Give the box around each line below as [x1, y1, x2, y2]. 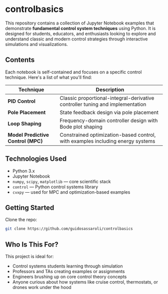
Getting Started [5, 203, 54, 212]
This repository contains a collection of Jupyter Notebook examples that [5, 20, 154, 26]
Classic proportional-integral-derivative [59, 94, 154, 101]
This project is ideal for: [5, 254, 54, 260]
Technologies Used [5, 155, 66, 163]
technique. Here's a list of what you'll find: [5, 74, 92, 80]
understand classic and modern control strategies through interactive [5, 36, 148, 42]
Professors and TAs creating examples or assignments [12, 269, 125, 275]
